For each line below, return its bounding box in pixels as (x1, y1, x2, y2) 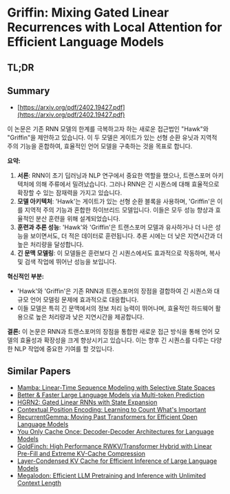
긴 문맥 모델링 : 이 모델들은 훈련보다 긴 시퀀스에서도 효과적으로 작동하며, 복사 (17, 249, 221, 257)
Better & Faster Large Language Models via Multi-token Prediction (17, 391, 205, 399)
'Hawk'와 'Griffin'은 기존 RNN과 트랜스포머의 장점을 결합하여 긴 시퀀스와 (17, 287, 213, 295)
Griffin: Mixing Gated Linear (7, 5, 169, 21)
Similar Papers (7, 365, 71, 377)
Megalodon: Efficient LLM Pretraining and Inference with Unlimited (17, 471, 207, 480)
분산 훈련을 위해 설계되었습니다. (35, 215, 121, 223)
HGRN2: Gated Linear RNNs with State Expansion (17, 398, 158, 406)
